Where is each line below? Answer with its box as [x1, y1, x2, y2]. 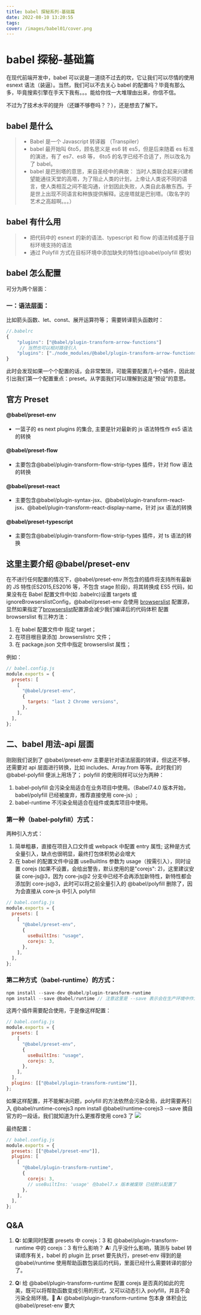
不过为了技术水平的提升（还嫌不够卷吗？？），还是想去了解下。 [6, 102, 161, 109]
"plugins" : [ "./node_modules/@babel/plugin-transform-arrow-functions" [17, 351, 199, 357]
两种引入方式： [6, 830, 43, 837]
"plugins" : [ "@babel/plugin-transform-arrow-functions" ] [17, 339, 162, 345]
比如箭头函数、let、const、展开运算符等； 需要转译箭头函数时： [6, 316, 164, 323]
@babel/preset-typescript [6, 518, 74, 525]
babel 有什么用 [6, 217, 62, 227]
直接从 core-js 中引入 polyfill [25, 887, 96, 894]
